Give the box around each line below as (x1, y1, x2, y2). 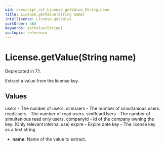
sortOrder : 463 (5, 21, 37, 26)
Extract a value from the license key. (5, 77, 79, 83)
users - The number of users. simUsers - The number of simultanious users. (5, 105, 161, 111)
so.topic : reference (5, 30, 48, 35)
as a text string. (5, 126, 37, 132)
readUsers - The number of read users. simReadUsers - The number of (5, 110, 151, 117)
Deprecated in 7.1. (5, 68, 41, 74)
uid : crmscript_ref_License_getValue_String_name (5, 7, 110, 12)
